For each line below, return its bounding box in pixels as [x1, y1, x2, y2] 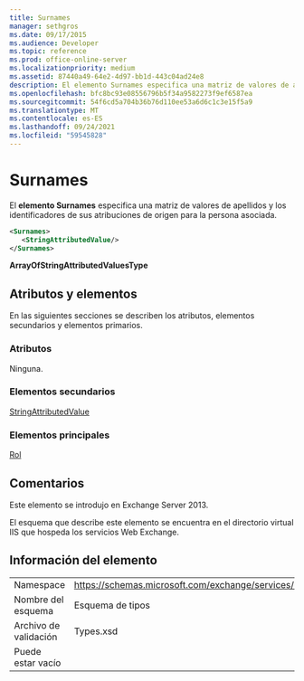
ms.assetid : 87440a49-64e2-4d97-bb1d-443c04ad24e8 [9, 72, 204, 81]
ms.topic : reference [9, 47, 88, 56]
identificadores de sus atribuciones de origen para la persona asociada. [9, 209, 278, 220]
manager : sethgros [9, 22, 79, 31]
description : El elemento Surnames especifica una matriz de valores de [9, 80, 290, 90]
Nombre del [14, 593, 64, 606]
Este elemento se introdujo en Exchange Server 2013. [9, 499, 209, 510]
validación [14, 630, 58, 643]
